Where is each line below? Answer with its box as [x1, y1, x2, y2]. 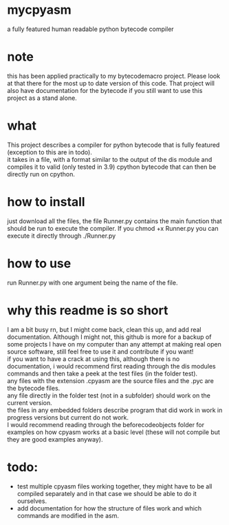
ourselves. [17, 497, 47, 505]
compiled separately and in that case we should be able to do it [17, 489, 197, 497]
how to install [7, 194, 85, 209]
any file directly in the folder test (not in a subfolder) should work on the [7, 391, 211, 400]
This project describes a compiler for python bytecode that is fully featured [7, 141, 220, 149]
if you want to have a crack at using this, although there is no [7, 354, 180, 363]
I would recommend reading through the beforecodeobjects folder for [7, 420, 205, 429]
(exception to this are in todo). [7, 147, 93, 156]
